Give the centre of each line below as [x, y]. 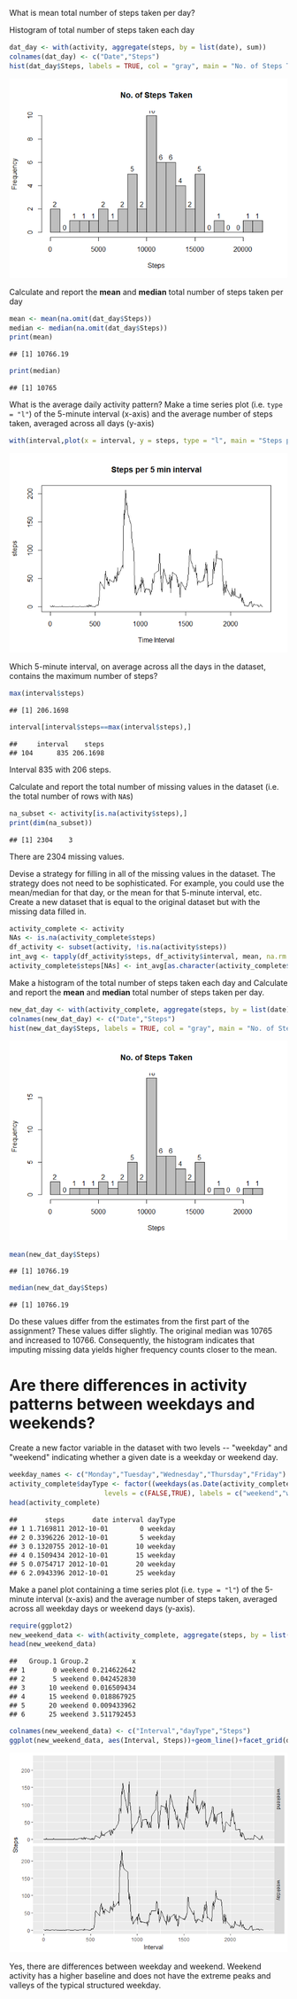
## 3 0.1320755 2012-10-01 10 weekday [92, 1546]
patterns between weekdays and [132, 1405]
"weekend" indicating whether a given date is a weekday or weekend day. [144, 1457]
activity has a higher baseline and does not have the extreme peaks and [140, 1976]
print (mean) [31, 337]
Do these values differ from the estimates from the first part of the [129, 1322]
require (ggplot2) [41, 1626]
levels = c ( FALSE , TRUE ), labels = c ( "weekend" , [193, 1493]
